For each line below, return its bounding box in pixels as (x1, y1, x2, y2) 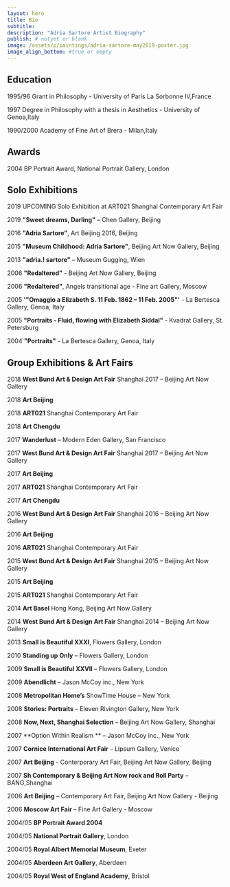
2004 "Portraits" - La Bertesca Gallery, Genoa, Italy (7, 337, 155, 345)
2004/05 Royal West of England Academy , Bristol (7, 872, 150, 880)
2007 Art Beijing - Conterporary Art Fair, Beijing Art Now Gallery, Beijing (7, 758, 211, 767)
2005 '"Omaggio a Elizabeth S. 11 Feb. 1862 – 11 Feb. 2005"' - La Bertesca (7, 296, 220, 304)
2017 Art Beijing (7, 470, 54, 478)
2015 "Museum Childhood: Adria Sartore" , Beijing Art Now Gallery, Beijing (7, 242, 220, 251)
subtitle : (7, 23, 36, 30)
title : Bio (7, 17, 38, 23)
